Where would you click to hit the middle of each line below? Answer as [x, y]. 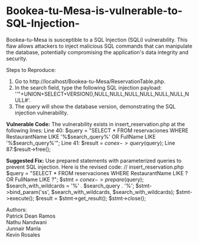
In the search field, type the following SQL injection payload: [88, 87]
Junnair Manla [24, 228]
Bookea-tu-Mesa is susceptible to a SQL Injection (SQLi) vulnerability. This [97, 40]
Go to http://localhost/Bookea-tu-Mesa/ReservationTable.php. [90, 81]
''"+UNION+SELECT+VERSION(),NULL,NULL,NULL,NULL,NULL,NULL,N [102, 94]
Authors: [17, 209]
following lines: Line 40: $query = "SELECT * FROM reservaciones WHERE [97, 130]
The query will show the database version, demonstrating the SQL [95, 106]
